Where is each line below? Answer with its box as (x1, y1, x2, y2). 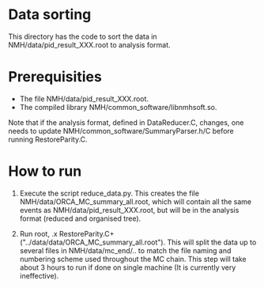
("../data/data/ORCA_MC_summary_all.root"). (19, 237, 166, 247)
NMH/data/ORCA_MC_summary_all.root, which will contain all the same (19, 196, 251, 207)
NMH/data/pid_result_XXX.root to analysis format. (8, 40, 172, 49)
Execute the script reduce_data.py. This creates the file (19, 188, 200, 198)
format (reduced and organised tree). (19, 214, 141, 223)
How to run (8, 162, 82, 180)
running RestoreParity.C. (8, 135, 89, 144)
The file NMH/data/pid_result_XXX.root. (19, 93, 149, 104)
